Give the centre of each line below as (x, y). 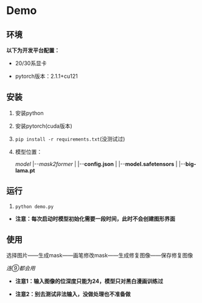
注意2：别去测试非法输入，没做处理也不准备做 (73, 294)
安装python (29, 113)
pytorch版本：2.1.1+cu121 (46, 76)
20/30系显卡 (31, 63)
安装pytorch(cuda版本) (44, 126)
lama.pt (25, 170)
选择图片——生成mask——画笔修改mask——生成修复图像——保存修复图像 (100, 256)
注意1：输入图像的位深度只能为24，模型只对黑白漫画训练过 (89, 281)
